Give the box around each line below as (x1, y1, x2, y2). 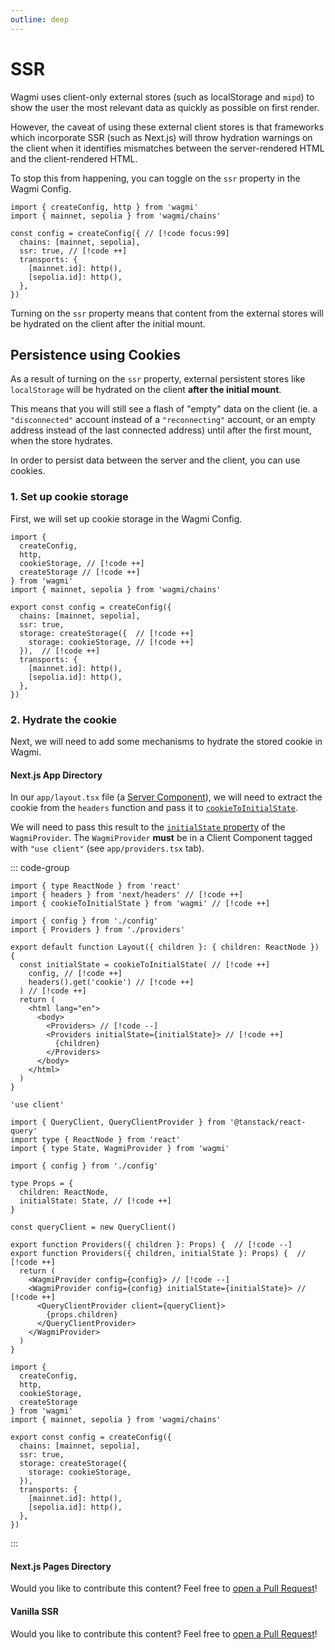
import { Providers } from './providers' (10, 925, 186, 935)
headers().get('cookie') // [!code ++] (28, 977, 195, 988)
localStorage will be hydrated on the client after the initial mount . (10, 384, 282, 396)
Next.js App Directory (10, 769, 103, 781)
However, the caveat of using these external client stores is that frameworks (10, 121, 325, 133)
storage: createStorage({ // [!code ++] (19, 628, 195, 638)
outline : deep (10, 14, 70, 25)
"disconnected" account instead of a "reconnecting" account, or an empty (10, 414, 316, 426)
